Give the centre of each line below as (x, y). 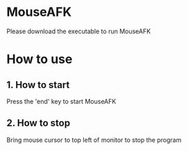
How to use (40, 59)
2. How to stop (39, 123)
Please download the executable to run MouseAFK (79, 31)
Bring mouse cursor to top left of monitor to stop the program (94, 140)
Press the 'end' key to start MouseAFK (61, 101)
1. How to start (38, 85)
